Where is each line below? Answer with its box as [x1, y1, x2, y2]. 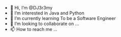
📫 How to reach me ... [10, 26, 57, 32]
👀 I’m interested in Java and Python [10, 10, 85, 16]
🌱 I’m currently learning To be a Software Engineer [10, 15, 116, 21]
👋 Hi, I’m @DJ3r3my [10, 5, 53, 10]
